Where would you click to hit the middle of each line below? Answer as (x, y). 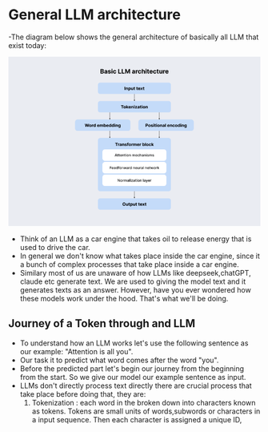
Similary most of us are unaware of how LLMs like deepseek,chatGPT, (135, 273)
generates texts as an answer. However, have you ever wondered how (136, 289)
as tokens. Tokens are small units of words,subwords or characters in (146, 411)
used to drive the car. (55, 247)
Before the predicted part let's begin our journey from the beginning (132, 368)
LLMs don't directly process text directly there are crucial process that (136, 386)
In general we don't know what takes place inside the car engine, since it (140, 256)
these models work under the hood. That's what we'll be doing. (124, 298)
